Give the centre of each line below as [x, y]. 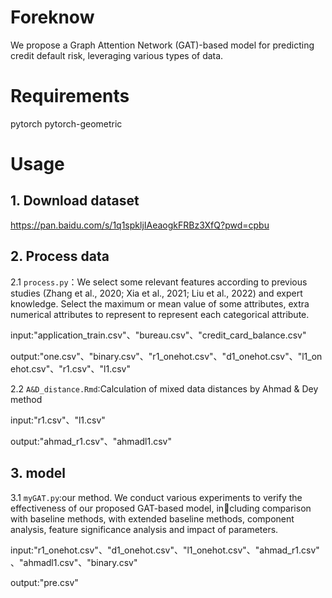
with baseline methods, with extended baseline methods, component [152, 518]
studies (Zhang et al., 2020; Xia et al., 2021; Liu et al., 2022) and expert [156, 293]
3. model [38, 473]
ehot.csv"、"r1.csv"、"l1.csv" [70, 368]
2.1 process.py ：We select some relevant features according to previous [159, 282]
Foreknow [52, 17]
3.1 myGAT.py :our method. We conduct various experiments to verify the [156, 497]
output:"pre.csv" [44, 582]
